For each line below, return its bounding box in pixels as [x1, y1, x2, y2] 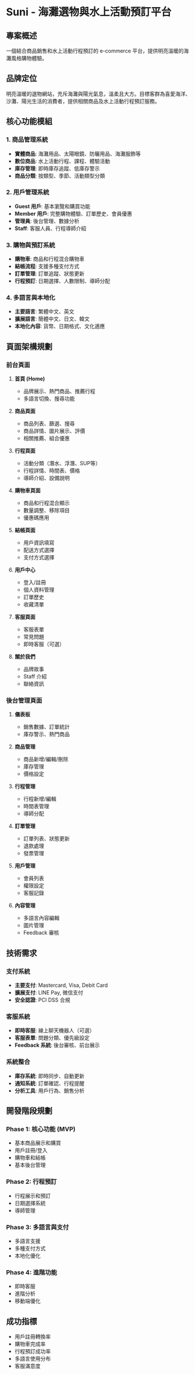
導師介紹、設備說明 [23, 475, 70, 482]
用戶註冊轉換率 [14, 1333, 51, 1340]
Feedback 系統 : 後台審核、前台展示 [14, 1042, 100, 1049]
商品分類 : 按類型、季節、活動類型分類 [14, 172, 105, 179]
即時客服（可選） [23, 640, 65, 648]
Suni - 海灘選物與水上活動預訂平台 [6, 5, 172, 19]
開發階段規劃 [6, 1106, 53, 1116]
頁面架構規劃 [6, 342, 53, 352]
